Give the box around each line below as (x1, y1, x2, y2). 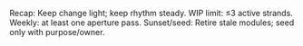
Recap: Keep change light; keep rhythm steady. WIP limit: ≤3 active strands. (9, 8, 293, 18)
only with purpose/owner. (9, 27, 105, 37)
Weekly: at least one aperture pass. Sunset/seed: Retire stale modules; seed (9, 17, 295, 28)
